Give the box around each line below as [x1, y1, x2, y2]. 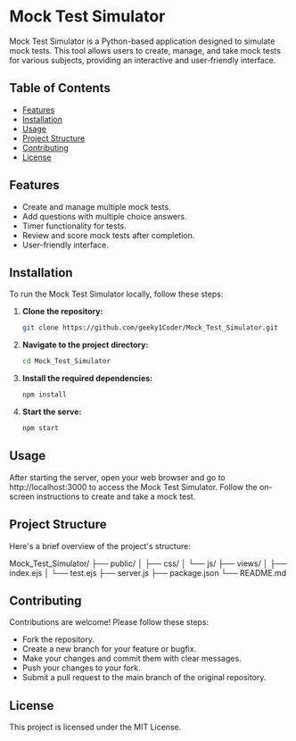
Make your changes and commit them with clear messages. [21, 654, 243, 664]
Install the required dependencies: [21, 373, 153, 384]
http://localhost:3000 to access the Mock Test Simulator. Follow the [9, 481, 259, 492]
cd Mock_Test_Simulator [21, 357, 111, 366]
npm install [21, 390, 67, 399]
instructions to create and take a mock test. [36, 491, 196, 502]
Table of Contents [9, 80, 111, 96]
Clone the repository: [21, 306, 103, 317]
